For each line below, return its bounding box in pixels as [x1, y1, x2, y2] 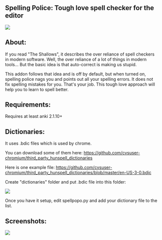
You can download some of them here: [5, 150, 83, 156]
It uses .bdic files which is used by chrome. [5, 141, 92, 147]
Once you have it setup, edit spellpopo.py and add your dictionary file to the [5, 198, 158, 203]
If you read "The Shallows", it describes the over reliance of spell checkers [5, 51, 155, 57]
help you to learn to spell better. [5, 86, 69, 92]
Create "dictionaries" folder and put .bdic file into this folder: [5, 179, 126, 185]
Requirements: [5, 101, 51, 109]
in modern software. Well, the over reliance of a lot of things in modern [5, 56, 147, 62]
